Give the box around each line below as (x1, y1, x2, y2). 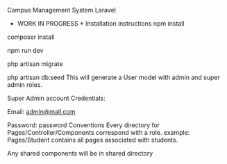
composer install (7, 33, 55, 41)
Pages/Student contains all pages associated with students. (7, 136, 178, 144)
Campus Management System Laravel (7, 6, 117, 14)
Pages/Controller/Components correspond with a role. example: (7, 129, 190, 136)
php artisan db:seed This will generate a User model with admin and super (7, 73, 220, 81)
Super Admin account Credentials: (7, 94, 106, 102)
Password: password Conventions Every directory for (7, 121, 160, 129)
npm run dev (7, 47, 44, 54)
